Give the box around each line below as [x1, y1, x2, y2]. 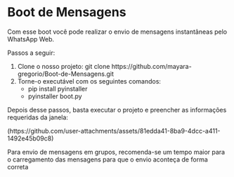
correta [7, 162, 29, 171]
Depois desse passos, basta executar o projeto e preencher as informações [7, 105, 227, 114]
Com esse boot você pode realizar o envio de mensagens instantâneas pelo [7, 27, 227, 36]
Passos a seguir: [7, 48, 56, 57]
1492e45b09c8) [7, 134, 54, 143]
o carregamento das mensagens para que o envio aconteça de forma [7, 155, 209, 164]
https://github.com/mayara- [111, 62, 192, 70]
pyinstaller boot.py [27, 92, 82, 100]
